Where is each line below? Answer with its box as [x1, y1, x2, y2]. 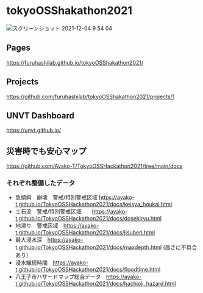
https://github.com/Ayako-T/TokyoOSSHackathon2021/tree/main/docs [6, 162, 183, 170]
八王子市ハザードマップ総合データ [15, 273, 101, 281]
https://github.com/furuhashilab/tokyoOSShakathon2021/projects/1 [6, 93, 175, 100]
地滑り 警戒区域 [15, 222, 59, 230]
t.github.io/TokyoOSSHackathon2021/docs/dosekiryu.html [15, 215, 162, 222]
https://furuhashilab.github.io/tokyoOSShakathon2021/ [6, 59, 144, 66]
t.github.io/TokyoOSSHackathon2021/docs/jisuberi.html [15, 229, 155, 236]
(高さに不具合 [163, 244, 198, 251]
